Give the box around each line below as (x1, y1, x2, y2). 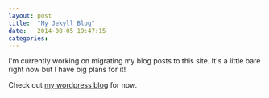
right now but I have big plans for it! (8, 65, 126, 75)
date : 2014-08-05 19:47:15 (8, 27, 106, 35)
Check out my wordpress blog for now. (8, 80, 138, 90)
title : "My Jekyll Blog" (8, 19, 95, 27)
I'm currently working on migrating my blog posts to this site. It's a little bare (8, 56, 261, 66)
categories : (8, 34, 48, 43)
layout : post (8, 11, 52, 20)
